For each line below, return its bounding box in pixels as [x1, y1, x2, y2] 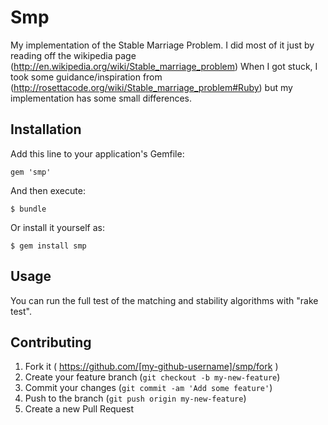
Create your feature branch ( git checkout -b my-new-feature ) [24, 371, 281, 383]
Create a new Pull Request [24, 403, 135, 415]
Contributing [10, 334, 92, 351]
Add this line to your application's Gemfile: [10, 147, 185, 160]
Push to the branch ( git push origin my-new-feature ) [24, 392, 247, 405]
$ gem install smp [10, 241, 87, 251]
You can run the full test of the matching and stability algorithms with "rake [10, 294, 319, 306]
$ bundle [10, 204, 47, 214]
